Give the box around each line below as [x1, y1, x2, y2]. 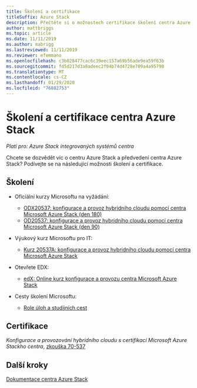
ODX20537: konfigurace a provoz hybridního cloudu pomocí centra [23, 204, 186, 211]
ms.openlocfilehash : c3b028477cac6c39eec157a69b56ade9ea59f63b [6, 58, 165, 64]
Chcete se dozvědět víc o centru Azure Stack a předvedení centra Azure [6, 154, 182, 161]
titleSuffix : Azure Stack [6, 14, 69, 20]
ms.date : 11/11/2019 [6, 36, 57, 42]
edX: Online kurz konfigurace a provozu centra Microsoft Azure [23, 275, 178, 282]
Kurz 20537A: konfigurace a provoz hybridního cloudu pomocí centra [23, 246, 191, 253]
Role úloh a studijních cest [23, 304, 87, 311]
